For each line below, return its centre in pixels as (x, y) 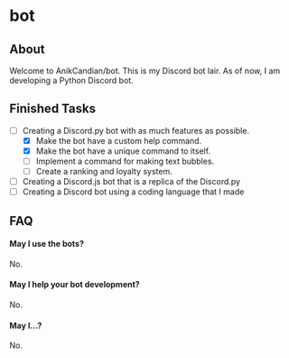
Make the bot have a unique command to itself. (123, 151)
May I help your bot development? (75, 285)
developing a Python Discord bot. (71, 80)
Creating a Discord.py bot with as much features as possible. (136, 130)
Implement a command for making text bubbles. (125, 161)
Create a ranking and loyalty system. (104, 172)
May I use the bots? (47, 244)
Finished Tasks (53, 109)
